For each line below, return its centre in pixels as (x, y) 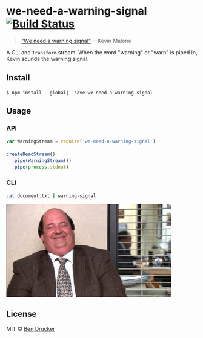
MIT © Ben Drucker (31, 328)
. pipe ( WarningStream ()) (42, 161)
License (22, 314)
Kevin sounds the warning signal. (48, 59)
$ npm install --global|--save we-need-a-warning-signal (80, 93)
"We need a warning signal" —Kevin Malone (76, 41)
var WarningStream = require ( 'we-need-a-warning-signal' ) (81, 141)
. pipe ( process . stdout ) (40, 167)
